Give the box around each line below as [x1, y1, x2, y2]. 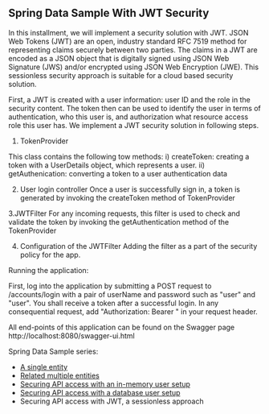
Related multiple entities [19, 371, 100, 380]
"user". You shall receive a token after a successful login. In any [8, 298, 219, 308]
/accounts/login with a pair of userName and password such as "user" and [8, 289, 255, 299]
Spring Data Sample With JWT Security [8, 6, 210, 20]
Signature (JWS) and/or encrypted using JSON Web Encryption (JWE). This [8, 62, 259, 72]
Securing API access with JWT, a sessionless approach [19, 396, 204, 406]
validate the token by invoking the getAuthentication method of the [8, 217, 230, 226]
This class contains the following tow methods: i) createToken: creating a [8, 151, 250, 161]
